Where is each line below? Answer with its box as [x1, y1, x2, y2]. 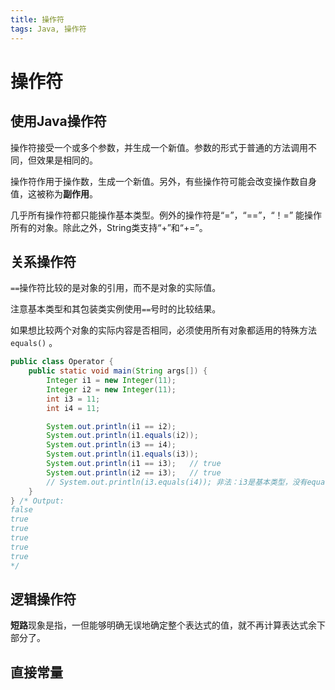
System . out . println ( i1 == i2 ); [46, 421, 177, 431]
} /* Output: [10, 496, 65, 506]
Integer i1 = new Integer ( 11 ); [46, 376, 177, 386]
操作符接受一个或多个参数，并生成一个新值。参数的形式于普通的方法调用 [10, 141, 308, 153]
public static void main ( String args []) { [28, 366, 208, 376]
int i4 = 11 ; [46, 403, 101, 413]
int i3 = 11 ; [46, 394, 101, 404]
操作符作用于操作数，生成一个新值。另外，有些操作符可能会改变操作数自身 [10, 175, 317, 187]
